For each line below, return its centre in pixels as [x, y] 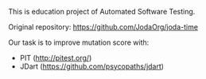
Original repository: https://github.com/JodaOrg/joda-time [103, 27]
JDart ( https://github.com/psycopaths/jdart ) [92, 66]
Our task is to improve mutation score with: [79, 42]
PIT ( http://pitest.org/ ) [56, 58]
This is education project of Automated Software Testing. [102, 12]
